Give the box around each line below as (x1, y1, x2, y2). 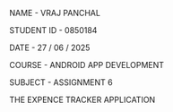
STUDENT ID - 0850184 (9, 25, 98, 35)
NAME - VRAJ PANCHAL (9, 8, 101, 18)
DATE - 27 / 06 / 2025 (9, 42, 91, 53)
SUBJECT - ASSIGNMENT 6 (9, 77, 114, 88)
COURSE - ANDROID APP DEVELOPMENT (9, 60, 164, 70)
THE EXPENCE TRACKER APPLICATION (9, 94, 156, 105)
